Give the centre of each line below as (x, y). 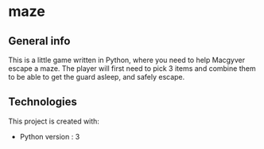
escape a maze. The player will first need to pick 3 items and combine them (132, 69)
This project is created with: (54, 121)
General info (39, 41)
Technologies (43, 102)
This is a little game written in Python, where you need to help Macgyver (126, 60)
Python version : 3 (50, 136)
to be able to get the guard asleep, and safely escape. (97, 77)
